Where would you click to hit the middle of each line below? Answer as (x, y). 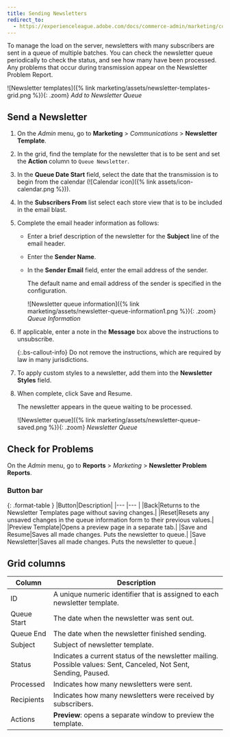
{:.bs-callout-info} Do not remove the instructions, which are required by (119, 352)
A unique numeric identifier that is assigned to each (136, 594)
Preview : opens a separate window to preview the (134, 715)
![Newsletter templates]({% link (51, 88)
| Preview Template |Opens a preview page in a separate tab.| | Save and (107, 527)
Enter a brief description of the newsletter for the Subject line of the (123, 237)
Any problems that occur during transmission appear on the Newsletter (107, 68)
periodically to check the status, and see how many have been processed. (112, 60)
